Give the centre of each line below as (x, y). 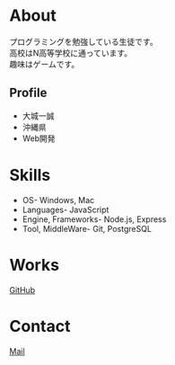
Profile (28, 93)
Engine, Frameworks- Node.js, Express (94, 219)
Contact (40, 326)
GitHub (22, 289)
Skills (30, 175)
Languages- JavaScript (66, 209)
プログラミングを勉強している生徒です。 (84, 41)
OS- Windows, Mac (58, 200)
